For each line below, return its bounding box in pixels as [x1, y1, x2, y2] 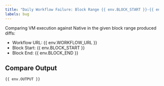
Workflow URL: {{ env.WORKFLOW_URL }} [12, 39, 98, 45]
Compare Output [5, 64, 57, 72]
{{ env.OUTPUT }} [5, 77, 41, 82]
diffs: [5, 30, 16, 36]
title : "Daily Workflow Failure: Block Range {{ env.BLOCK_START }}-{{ [5, 7, 154, 12]
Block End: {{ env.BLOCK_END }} [12, 50, 79, 56]
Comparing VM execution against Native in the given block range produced [5, 25, 157, 31]
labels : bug [5, 12, 29, 17]
